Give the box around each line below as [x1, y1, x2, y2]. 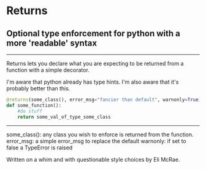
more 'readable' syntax [6, 37, 97, 48]
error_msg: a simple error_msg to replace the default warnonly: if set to [6, 137, 186, 144]
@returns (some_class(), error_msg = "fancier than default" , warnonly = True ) [6, 96, 202, 103]
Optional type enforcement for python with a [6, 28, 181, 39]
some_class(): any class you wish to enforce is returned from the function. [6, 130, 194, 138]
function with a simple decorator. [6, 66, 90, 74]
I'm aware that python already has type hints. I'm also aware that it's [6, 78, 179, 85]
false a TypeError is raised [6, 144, 73, 151]
